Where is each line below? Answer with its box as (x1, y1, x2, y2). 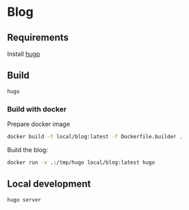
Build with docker (7, 104, 67, 114)
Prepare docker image (7, 120, 70, 128)
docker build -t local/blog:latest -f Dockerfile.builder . (7, 133, 184, 140)
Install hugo (7, 50, 41, 58)
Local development (7, 178, 91, 190)
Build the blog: (7, 145, 48, 154)
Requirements (7, 32, 69, 43)
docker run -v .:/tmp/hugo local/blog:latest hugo (7, 159, 155, 166)
